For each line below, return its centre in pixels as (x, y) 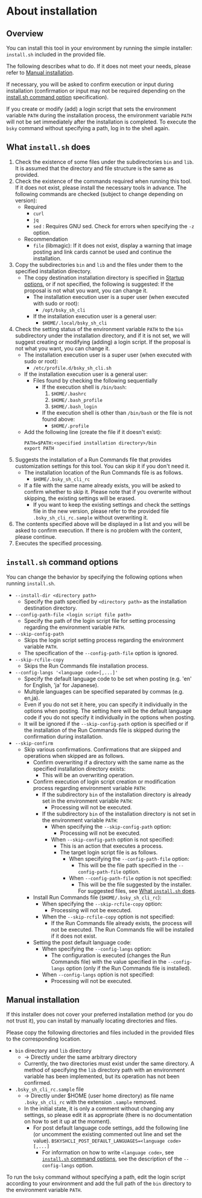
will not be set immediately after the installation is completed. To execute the (101, 122)
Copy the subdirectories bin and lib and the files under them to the (99, 265)
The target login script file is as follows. (109, 852)
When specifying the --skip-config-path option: (111, 826)
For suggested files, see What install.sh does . (137, 890)
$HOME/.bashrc (69, 394)
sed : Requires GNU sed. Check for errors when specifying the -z (114, 226)
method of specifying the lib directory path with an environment (104, 1070)
